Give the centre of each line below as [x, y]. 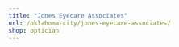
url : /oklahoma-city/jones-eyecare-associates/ [90, 23]
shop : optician [34, 30]
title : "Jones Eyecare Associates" [68, 16]
